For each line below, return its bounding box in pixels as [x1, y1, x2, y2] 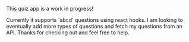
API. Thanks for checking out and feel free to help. [6, 29, 130, 36]
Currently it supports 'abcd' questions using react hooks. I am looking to [6, 17, 183, 23]
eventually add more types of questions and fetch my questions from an [6, 23, 183, 30]
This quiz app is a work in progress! [6, 5, 94, 12]
